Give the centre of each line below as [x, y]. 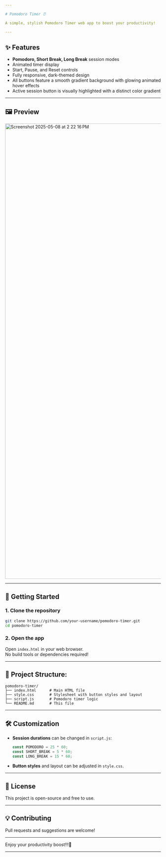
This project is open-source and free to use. [50, 798]
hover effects [26, 86]
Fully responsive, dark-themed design [51, 75]
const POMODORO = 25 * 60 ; [40, 747]
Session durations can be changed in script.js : [62, 738]
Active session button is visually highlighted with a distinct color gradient [86, 91]
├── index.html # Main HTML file [45, 690]
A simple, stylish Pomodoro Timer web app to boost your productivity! [80, 23]
